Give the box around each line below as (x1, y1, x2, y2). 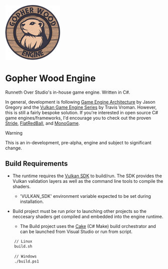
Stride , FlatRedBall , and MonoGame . (5, 120, 80, 126)
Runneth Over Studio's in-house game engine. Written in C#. (5, 89, 130, 95)
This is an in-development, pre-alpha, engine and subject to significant (5, 139, 151, 145)
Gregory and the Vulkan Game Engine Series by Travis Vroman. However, (5, 104, 157, 110)
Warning (5, 130, 23, 136)
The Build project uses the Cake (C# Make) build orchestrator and (20, 223, 156, 229)
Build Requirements (5, 159, 68, 168)
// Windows (14, 253, 37, 259)
